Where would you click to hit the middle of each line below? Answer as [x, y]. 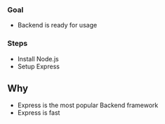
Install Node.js [38, 58]
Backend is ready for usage [57, 25]
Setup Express [38, 66]
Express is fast [39, 113]
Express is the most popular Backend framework [88, 105]
